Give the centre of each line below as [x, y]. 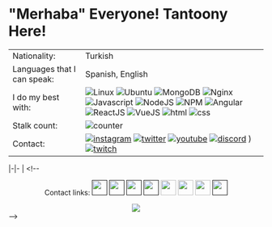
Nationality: [34, 56]
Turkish [99, 56]
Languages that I [45, 69]
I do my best [36, 97]
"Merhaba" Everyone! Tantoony [118, 14]
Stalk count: [35, 125]
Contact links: [67, 192]
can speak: [33, 79]
